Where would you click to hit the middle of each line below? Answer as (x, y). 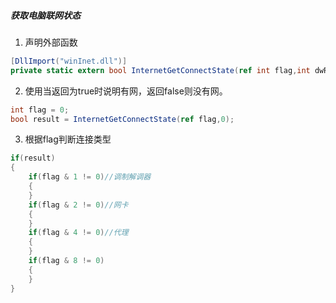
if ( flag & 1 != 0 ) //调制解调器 (90, 177)
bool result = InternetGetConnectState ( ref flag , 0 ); (122, 119)
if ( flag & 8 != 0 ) (66, 261)
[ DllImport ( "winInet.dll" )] (69, 61)
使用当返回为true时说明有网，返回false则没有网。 (126, 91)
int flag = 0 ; (40, 110)
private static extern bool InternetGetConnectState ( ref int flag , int (160, 70)
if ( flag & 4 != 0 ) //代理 (78, 233)
